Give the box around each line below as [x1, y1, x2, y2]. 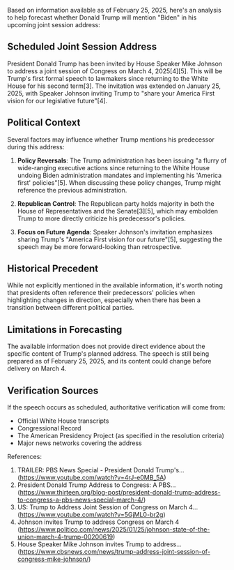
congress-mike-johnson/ [17, 555, 89, 564]
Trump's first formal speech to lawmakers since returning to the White [7, 74, 209, 82]
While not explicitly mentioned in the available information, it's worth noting [7, 281, 223, 290]
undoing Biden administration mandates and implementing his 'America [17, 171, 222, 179]
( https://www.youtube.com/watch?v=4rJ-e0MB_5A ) [17, 474, 166, 482]
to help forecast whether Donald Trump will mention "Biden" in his [7, 13, 197, 22]
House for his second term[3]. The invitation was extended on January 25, [7, 82, 221, 90]
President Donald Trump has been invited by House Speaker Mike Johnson [7, 59, 223, 68]
